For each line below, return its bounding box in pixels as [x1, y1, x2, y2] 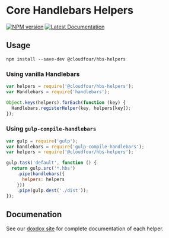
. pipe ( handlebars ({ [17, 171, 65, 177]
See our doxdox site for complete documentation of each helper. [6, 225, 164, 232]
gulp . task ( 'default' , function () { [6, 160, 97, 166]
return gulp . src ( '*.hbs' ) [11, 166, 76, 172]
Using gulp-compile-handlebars [6, 125, 97, 133]
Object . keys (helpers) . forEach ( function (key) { [6, 99, 126, 106]
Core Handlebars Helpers [6, 4, 133, 17]
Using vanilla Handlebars [6, 69, 80, 78]
